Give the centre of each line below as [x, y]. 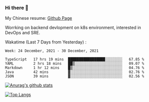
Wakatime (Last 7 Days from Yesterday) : [46, 42]
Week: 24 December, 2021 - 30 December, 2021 [52, 51]
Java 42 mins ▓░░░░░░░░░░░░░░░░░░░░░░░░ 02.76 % [75, 72]
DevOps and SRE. [23, 33]
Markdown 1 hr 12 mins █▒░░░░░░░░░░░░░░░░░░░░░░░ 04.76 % [75, 68]
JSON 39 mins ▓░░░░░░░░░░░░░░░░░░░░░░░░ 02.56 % [75, 76]
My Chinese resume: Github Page [39, 18]
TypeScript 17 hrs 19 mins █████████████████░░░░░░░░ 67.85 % [75, 59]
